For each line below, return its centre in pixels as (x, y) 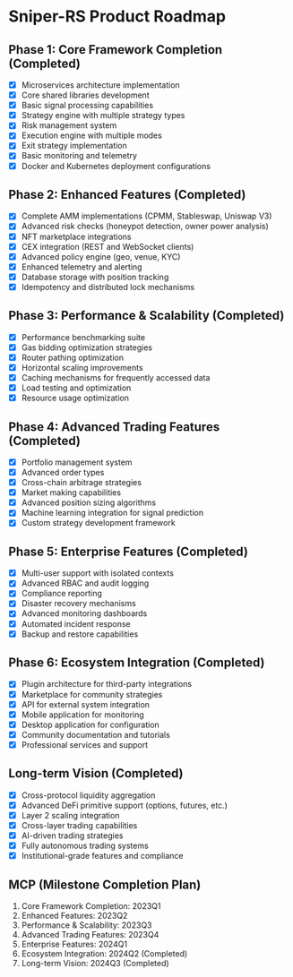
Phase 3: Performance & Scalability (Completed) (146, 316)
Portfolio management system (77, 462)
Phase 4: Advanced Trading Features (114, 427)
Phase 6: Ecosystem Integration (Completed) (137, 663)
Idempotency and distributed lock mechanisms (108, 287)
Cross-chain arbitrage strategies (82, 483)
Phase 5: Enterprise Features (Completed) (128, 551)
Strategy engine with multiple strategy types (103, 116)
